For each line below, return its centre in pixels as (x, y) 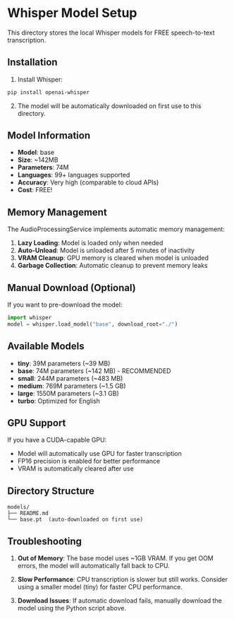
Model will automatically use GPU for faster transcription (99, 454)
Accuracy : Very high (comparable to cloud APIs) (88, 182)
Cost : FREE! (35, 190)
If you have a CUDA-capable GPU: (57, 440)
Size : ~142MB (38, 160)
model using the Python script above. (72, 608)
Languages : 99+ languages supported (74, 175)
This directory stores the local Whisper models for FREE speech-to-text (111, 33)
